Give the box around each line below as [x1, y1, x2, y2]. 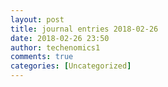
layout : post [10, 14, 65, 25]
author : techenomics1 [10, 42, 101, 53]
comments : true [10, 52, 74, 62]
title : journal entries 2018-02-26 [10, 24, 159, 34]
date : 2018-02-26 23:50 [10, 33, 110, 43]
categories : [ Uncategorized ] [10, 61, 132, 71]
